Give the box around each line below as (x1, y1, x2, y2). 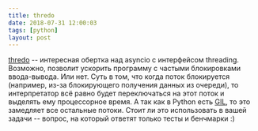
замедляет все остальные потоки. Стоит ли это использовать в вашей (8, 106, 247, 115)
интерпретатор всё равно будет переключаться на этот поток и (8, 88, 225, 99)
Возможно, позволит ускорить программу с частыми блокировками (8, 64, 241, 73)
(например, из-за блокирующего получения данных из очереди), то (8, 80, 239, 90)
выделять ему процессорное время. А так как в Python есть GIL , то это (8, 97, 251, 107)
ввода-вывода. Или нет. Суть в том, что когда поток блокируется (8, 72, 230, 81)
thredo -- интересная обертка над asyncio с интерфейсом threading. (8, 55, 240, 65)
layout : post (8, 33, 51, 42)
